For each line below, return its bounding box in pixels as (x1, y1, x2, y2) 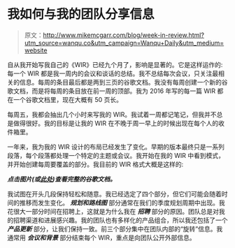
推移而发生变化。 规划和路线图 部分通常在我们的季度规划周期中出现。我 (19, 198, 225, 207)
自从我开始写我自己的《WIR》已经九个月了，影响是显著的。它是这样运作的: (7, 60, 223, 68)
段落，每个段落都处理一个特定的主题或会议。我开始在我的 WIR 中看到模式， (7, 151, 225, 159)
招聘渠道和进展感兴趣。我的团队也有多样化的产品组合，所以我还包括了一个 (13, 216, 228, 224)
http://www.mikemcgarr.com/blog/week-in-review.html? (43, 31, 205, 39)
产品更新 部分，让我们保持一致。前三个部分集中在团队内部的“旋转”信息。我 (7, 224, 223, 233)
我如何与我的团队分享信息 (7, 6, 155, 22)
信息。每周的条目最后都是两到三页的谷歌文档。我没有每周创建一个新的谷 (19, 78, 228, 86)
